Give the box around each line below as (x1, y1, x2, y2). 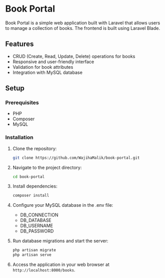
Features (5, 40, 34, 49)
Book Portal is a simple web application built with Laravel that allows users (5, 20, 160, 26)
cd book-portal (12, 174, 45, 179)
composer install (12, 193, 50, 198)
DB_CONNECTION (20, 212, 59, 218)
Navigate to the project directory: (12, 164, 82, 170)
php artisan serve (12, 252, 52, 258)
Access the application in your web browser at (12, 261, 110, 268)
